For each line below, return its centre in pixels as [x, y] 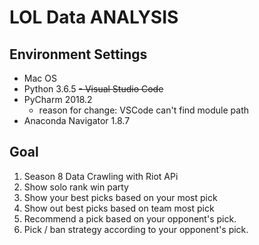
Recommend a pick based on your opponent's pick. [130, 218]
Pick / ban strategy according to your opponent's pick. [136, 229]
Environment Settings [78, 54]
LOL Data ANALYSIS [94, 17]
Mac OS [40, 78]
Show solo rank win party [76, 187]
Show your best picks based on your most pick [120, 197]
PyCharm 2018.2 [58, 99]
